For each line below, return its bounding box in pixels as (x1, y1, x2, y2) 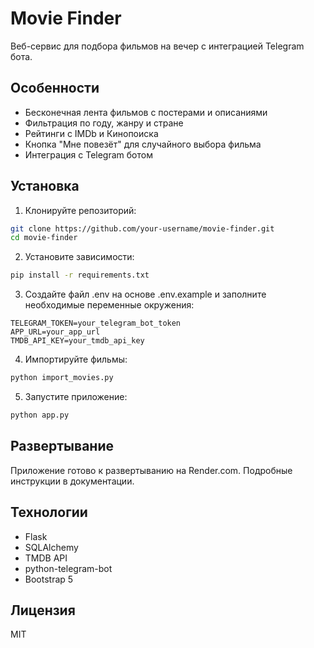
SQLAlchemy (24, 541, 79, 553)
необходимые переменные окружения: (24, 299, 195, 311)
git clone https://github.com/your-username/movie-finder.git (10, 223, 275, 234)
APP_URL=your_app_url (10, 327, 101, 337)
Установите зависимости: (24, 251, 135, 263)
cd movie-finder (10, 233, 78, 243)
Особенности (10, 80, 100, 97)
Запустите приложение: (24, 391, 128, 403)
